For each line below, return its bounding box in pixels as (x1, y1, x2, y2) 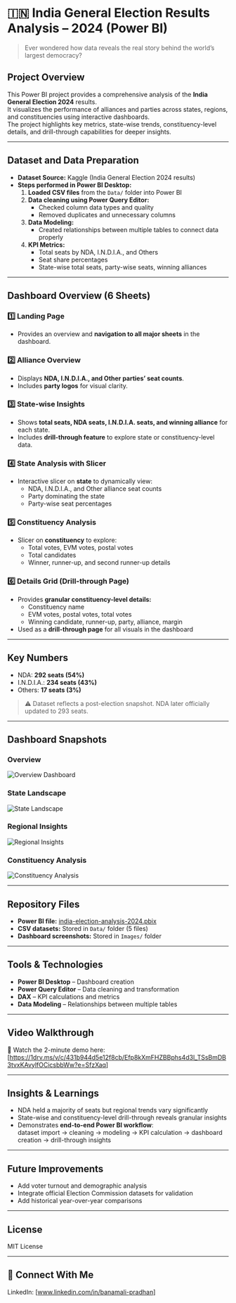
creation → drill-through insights (17, 1136, 111, 1144)
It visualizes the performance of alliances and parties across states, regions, (7, 105, 228, 113)
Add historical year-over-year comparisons (17, 1197, 143, 1205)
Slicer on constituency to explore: (17, 536, 117, 544)
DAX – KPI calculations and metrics (17, 992, 120, 1001)
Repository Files (7, 898, 80, 910)
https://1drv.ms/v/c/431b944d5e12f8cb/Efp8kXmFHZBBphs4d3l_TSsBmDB (9, 1053, 227, 1061)
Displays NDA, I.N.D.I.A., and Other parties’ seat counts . (17, 374, 185, 383)
